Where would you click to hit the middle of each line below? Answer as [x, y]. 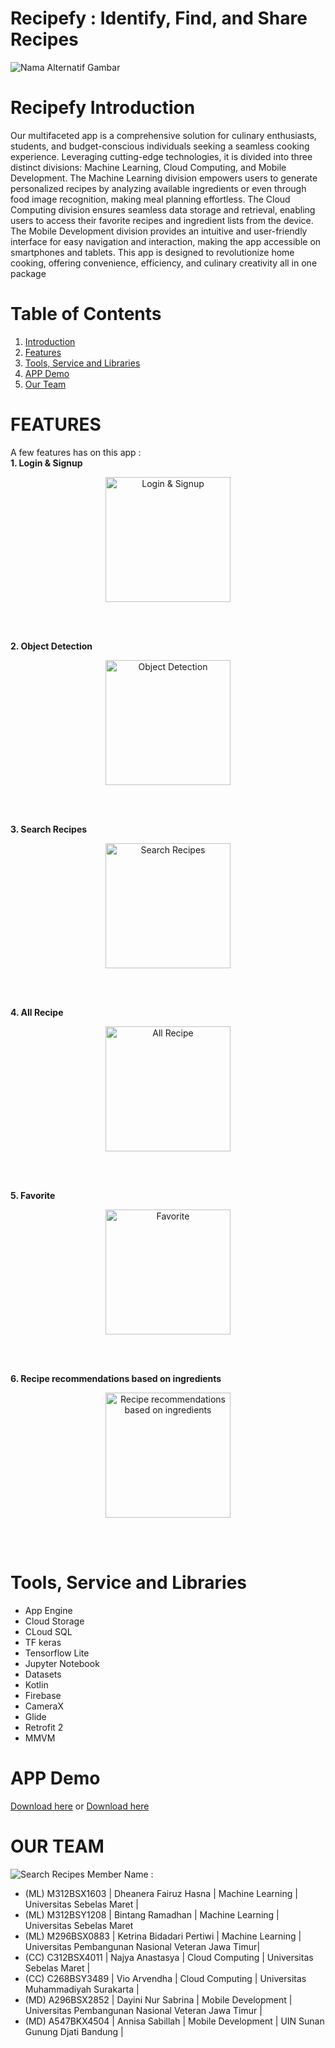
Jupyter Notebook [62, 1663]
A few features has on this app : [76, 452]
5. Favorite [33, 1195]
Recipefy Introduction [103, 108]
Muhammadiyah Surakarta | [82, 1989]
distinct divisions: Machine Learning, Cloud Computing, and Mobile [148, 167]
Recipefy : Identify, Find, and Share [159, 18]
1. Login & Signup [46, 463]
